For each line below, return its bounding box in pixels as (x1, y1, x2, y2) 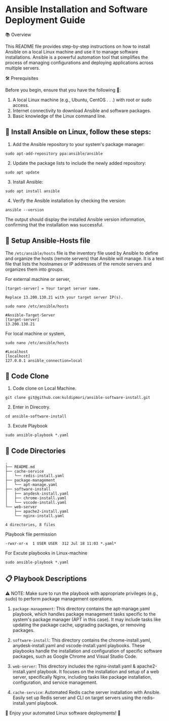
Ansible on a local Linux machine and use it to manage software (5, 48, 138, 54)
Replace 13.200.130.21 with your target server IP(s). (5, 295, 123, 300)
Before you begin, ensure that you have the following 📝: (5, 86, 121, 93)
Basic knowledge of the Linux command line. (12, 113, 106, 119)
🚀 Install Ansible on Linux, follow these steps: (5, 128, 151, 136)
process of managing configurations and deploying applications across (5, 60, 153, 66)
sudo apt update (5, 169, 39, 175)
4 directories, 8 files (5, 523, 56, 528)
